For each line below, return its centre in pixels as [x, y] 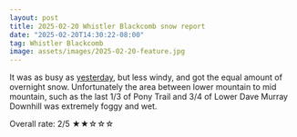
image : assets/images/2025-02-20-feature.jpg [97, 52]
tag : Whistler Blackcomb [56, 43]
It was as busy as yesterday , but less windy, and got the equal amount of [146, 77]
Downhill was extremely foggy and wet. [83, 106]
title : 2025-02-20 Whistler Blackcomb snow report [108, 26]
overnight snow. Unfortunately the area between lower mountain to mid [143, 87]
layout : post [34, 18]
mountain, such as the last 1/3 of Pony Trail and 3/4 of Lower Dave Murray [149, 97]
